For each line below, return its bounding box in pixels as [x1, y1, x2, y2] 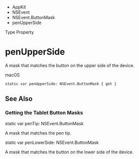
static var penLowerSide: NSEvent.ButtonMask [5, 139, 99, 145]
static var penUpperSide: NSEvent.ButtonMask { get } [5, 81, 117, 86]
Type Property [5, 29, 34, 35]
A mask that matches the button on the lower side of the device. [5, 149, 134, 155]
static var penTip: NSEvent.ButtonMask [5, 120, 84, 126]
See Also [5, 95, 33, 103]
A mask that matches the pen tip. [5, 130, 72, 136]
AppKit [12, 4, 26, 10]
